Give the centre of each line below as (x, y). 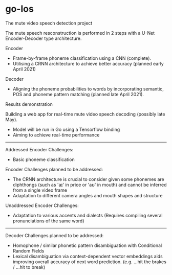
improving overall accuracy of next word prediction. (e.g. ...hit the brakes (89, 262)
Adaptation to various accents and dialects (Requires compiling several (88, 215)
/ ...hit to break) (29, 267)
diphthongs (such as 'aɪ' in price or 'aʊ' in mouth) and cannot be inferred (90, 185)
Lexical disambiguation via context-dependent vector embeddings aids (88, 256)
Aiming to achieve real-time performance (56, 135)
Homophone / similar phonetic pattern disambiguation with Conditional (87, 245)
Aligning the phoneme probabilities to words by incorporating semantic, (88, 89)
